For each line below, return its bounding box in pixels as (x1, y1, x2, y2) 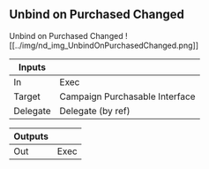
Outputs (13, 130, 49, 142)
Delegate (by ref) (59, 104, 131, 117)
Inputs (19, 61, 47, 73)
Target (13, 90, 41, 103)
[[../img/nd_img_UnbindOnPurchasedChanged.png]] (9, 40, 199, 50)
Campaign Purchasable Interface (59, 90, 196, 103)
